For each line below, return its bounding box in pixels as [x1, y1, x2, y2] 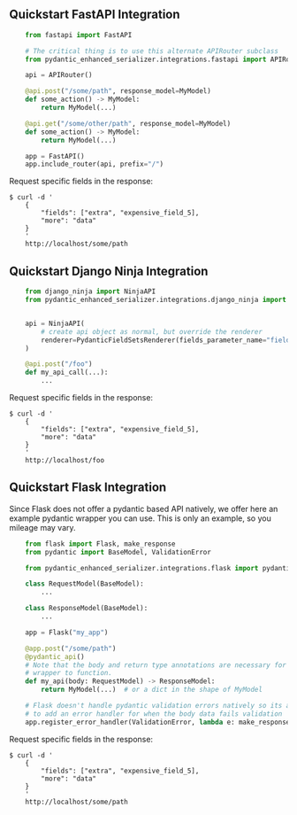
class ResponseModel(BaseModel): [25, 604, 148, 613]
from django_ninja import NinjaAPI [25, 287, 156, 296]
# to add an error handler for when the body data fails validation [25, 709, 283, 718]
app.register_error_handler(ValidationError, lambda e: [25, 718, 236, 726]
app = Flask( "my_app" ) [25, 628, 109, 637]
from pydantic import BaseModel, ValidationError [25, 547, 212, 556]
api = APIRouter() [25, 71, 93, 80]
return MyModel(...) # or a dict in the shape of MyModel [41, 686, 263, 695]
